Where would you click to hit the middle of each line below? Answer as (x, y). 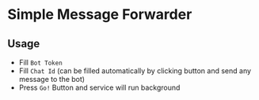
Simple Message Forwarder (100, 15)
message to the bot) (51, 79)
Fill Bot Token (40, 62)
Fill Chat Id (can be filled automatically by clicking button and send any (135, 71)
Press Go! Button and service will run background (99, 87)
